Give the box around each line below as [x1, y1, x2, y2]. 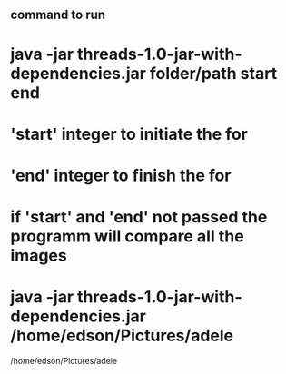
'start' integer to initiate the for [10, 123, 248, 144]
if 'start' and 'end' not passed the [10, 207, 268, 228]
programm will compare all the [10, 226, 244, 247]
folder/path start [149, 63, 278, 84]
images [10, 245, 67, 266]
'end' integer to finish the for [10, 165, 232, 185]
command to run [10, 7, 106, 23]
